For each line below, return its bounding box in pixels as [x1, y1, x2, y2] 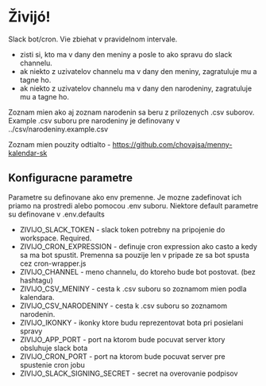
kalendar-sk [8, 148, 48, 158]
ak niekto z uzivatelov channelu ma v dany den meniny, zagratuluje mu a [19, 66, 257, 76]
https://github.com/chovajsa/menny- [112, 139, 233, 149]
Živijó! [8, 8, 51, 26]
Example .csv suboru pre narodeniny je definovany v [8, 115, 180, 125]
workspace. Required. [19, 233, 92, 243]
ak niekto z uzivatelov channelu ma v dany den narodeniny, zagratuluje [19, 84, 253, 93]
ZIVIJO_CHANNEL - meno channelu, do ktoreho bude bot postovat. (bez [19, 267, 256, 276]
